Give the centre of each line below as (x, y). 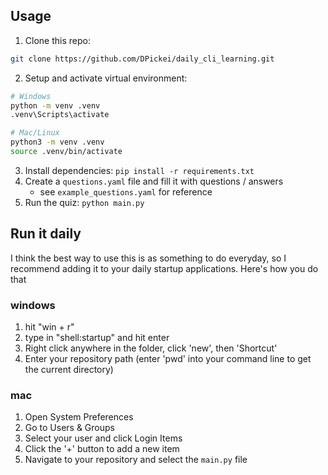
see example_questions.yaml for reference (126, 191)
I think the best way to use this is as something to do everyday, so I (148, 258)
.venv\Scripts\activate (60, 115)
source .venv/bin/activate (66, 152)
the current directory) (69, 370)
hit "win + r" (49, 327)
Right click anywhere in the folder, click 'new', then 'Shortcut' (151, 348)
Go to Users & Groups (69, 428)
